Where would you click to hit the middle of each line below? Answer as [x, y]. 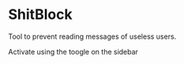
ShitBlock [40, 15]
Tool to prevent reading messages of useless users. [92, 36]
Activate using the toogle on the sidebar [73, 51]
